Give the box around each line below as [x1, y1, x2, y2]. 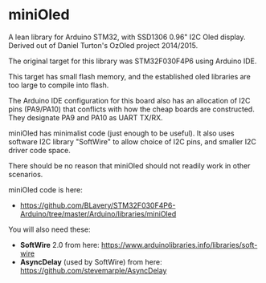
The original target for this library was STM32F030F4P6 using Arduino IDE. [8, 56, 257, 66]
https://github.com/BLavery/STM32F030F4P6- [19, 200, 176, 210]
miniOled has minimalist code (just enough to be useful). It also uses [8, 128, 235, 138]
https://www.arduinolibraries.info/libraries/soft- [101, 240, 258, 249]
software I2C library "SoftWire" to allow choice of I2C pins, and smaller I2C [8, 136, 257, 146]
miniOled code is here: [8, 184, 83, 194]
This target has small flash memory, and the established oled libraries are [8, 71, 252, 81]
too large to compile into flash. [8, 80, 109, 90]
